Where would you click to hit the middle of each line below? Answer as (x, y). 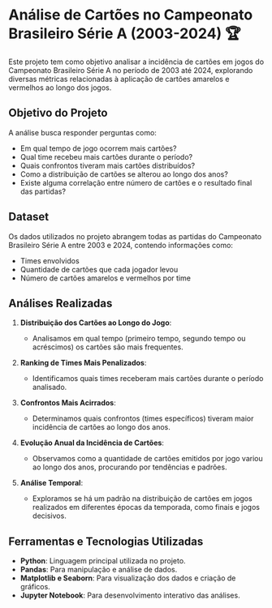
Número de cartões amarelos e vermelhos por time (105, 278)
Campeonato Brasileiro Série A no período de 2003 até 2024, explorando (131, 70)
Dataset (29, 217)
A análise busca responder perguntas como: (82, 132)
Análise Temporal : (52, 483)
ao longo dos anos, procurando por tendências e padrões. (130, 467)
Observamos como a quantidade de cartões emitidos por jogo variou (147, 459)
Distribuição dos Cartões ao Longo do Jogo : (96, 323)
